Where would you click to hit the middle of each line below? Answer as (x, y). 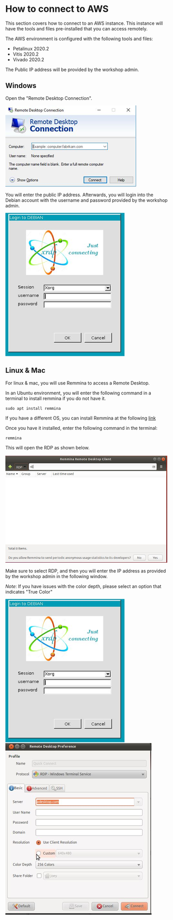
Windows (21, 86)
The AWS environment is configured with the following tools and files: (79, 39)
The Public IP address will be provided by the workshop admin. (72, 70)
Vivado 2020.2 (29, 59)
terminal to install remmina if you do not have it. (56, 398)
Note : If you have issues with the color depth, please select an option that (83, 586)
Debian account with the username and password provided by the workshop (86, 200)
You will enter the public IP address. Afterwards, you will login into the (79, 195)
